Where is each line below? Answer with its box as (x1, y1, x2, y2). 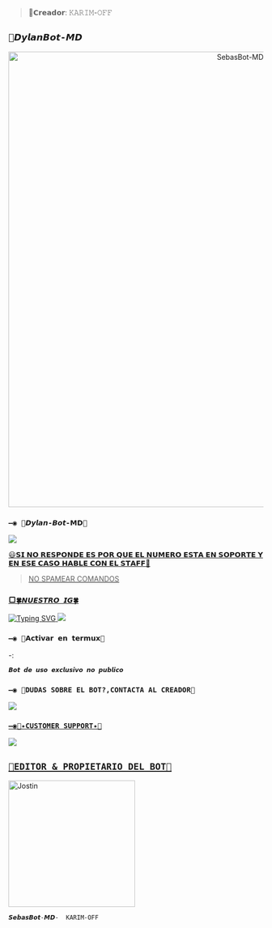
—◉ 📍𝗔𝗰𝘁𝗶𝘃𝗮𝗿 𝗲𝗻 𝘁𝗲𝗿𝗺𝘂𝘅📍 (8, 634, 105, 643)
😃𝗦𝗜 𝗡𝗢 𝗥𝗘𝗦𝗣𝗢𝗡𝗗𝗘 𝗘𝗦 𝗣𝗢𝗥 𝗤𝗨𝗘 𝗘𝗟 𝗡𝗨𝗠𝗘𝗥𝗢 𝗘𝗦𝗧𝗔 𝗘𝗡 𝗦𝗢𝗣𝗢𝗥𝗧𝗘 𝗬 (8, 550, 263, 560)
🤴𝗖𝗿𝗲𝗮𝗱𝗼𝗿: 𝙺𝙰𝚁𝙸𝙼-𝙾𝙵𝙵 (28, 8, 113, 17)
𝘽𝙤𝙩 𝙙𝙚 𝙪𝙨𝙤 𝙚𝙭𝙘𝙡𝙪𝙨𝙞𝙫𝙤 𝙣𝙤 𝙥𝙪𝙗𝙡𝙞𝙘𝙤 (8, 666, 124, 674)
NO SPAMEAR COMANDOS (28, 574, 120, 584)
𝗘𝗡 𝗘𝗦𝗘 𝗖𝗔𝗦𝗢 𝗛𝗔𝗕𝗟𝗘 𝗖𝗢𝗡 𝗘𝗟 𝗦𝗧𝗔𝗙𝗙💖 (8, 559, 151, 568)
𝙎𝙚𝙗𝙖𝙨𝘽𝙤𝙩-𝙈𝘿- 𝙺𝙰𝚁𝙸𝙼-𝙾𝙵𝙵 (8, 913, 99, 922)
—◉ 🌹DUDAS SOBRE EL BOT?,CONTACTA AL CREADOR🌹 (8, 685, 196, 694)
